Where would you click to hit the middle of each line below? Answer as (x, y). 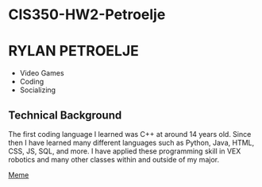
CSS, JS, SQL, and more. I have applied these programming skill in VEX (125, 151)
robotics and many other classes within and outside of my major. (114, 159)
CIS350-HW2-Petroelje (87, 15)
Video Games (42, 73)
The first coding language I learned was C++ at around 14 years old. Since (130, 134)
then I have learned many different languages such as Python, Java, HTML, (131, 142)
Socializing (38, 90)
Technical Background (65, 115)
